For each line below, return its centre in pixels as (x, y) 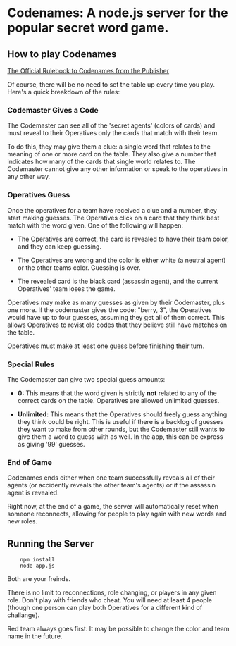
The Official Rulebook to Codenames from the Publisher (88, 71)
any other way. (29, 177)
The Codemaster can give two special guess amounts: (86, 379)
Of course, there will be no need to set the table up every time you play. (111, 85)
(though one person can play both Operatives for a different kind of (105, 608)
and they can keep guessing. (60, 246)
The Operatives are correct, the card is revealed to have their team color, (123, 239)
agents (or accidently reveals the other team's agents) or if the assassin (112, 485)
